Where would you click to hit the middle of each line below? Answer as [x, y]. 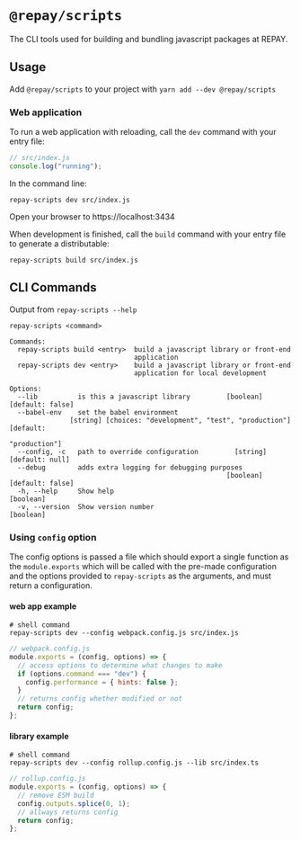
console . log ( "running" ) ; [56, 166]
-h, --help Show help [66, 491]
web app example [43, 606]
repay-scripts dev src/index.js [70, 200]
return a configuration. [51, 585]
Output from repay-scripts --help [73, 309]
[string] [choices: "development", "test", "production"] [181, 420]
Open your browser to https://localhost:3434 [92, 216]
